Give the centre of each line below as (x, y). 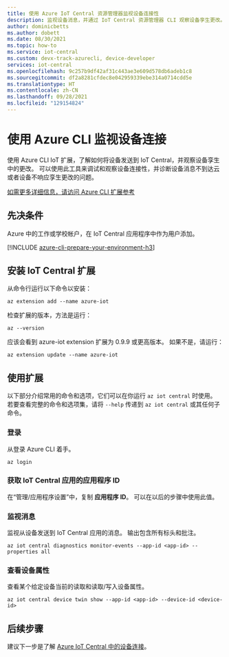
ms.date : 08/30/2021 (37, 39)
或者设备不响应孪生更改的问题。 (52, 177)
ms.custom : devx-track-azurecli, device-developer (81, 59)
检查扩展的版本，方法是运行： (49, 315)
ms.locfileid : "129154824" (46, 103)
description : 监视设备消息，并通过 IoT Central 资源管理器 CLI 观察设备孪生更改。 (116, 20)
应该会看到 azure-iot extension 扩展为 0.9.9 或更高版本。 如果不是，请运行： (115, 342)
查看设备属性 (29, 571)
